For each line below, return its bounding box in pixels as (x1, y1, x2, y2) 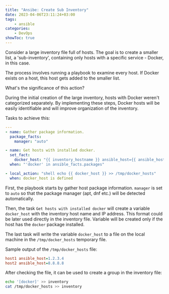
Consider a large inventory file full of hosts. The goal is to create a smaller (5, 49, 158, 55)
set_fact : (10, 153, 30, 158)
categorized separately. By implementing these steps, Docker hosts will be (5, 100, 160, 106)
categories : (5, 26, 30, 31)
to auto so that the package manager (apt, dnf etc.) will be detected (5, 190, 145, 196)
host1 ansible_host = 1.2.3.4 (5, 256, 64, 261)
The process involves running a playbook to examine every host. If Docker (5, 69, 159, 76)
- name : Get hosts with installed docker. (5, 148, 96, 153)
